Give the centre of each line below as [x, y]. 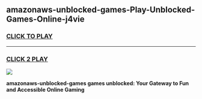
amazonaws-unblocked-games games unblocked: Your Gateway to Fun [98, 83]
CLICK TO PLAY [29, 37]
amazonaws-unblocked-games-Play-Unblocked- [101, 10]
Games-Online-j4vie [45, 19]
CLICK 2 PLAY [27, 59]
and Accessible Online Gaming [45, 89]
